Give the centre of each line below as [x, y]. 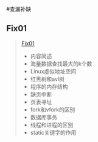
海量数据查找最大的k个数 [61, 64]
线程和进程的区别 [52, 125]
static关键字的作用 [53, 132]
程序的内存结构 [49, 86]
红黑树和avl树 [47, 79]
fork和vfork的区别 [53, 110]
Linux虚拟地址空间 [53, 71]
